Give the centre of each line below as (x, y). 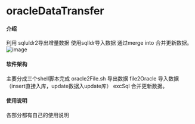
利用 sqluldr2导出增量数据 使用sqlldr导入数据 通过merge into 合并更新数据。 (99, 43)
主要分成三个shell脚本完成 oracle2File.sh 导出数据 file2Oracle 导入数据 (92, 78)
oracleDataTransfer (55, 11)
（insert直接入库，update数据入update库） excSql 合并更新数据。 (87, 86)
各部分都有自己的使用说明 (38, 115)
